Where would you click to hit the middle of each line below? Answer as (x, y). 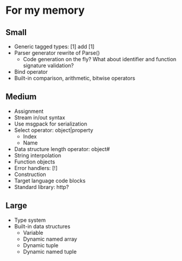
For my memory (45, 10)
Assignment (29, 111)
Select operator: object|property (54, 130)
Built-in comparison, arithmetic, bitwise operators (75, 78)
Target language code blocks (50, 180)
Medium (21, 97)
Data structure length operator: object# (62, 149)
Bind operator (31, 72)
